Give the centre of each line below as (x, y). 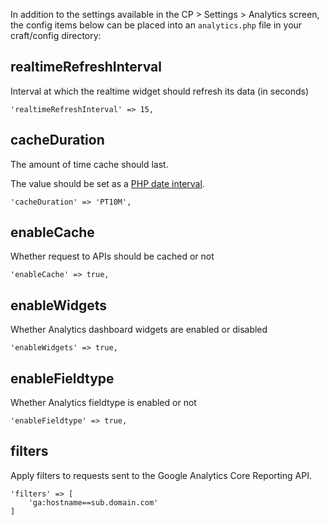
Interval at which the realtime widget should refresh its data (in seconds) (160, 91)
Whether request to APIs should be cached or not (112, 256)
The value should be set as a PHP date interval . (107, 183)
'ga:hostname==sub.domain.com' (93, 502)
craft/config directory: (56, 35)
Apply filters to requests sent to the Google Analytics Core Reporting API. (161, 475)
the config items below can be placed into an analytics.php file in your (156, 25)
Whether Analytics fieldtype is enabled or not (103, 403)
